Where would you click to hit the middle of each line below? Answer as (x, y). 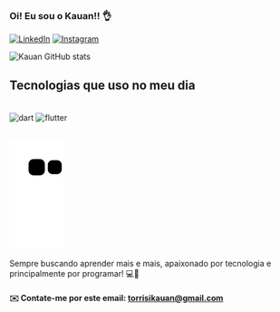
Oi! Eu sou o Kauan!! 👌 (61, 15)
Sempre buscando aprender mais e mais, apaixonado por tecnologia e (140, 263)
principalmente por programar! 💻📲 (75, 273)
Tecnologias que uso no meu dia (102, 85)
